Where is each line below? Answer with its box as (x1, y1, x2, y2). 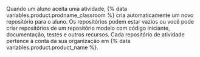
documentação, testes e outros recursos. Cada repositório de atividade (6, 31, 185, 38)
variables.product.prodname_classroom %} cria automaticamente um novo (6, 12, 194, 19)
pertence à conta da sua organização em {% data (6, 38, 131, 44)
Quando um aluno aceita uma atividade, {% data (6, 5, 128, 12)
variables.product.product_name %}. (6, 44, 98, 51)
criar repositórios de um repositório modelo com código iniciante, (6, 24, 170, 32)
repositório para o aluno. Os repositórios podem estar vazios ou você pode (6, 18, 195, 25)
